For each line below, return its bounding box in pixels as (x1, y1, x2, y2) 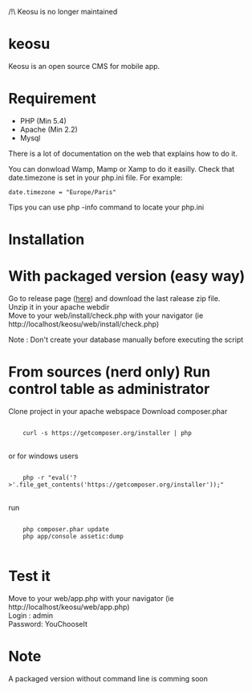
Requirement (8, 90, 96, 108)
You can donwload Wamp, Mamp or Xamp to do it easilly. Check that (8, 164, 235, 173)
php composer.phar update (22, 525, 110, 533)
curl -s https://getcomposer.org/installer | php (22, 429, 193, 437)
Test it (8, 567, 51, 585)
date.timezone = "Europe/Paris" (8, 188, 116, 196)
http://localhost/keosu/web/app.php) (8, 602, 130, 612)
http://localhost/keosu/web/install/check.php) (8, 319, 160, 328)
